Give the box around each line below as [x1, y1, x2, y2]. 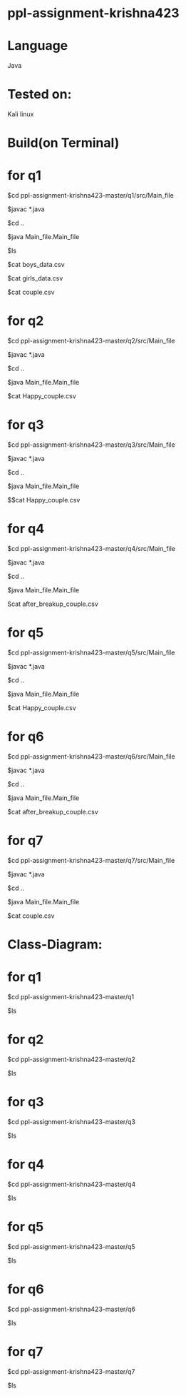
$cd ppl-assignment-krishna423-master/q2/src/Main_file [7, 337, 176, 345]
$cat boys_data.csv [7, 261, 66, 269]
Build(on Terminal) [7, 135, 120, 151]
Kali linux [7, 110, 34, 118]
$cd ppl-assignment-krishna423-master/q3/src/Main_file [7, 440, 176, 449]
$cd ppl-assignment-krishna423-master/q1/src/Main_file [7, 191, 175, 200]
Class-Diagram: [7, 936, 103, 952]
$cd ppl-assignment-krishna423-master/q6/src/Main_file [7, 752, 176, 761]
